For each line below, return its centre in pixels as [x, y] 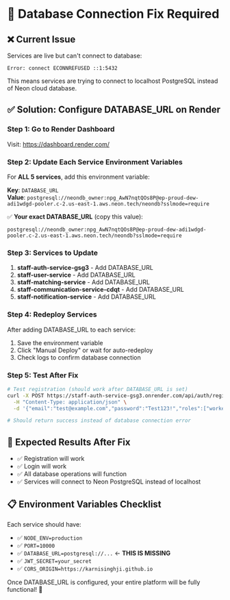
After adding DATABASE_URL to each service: [71, 329]
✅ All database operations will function [72, 474]
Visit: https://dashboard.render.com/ [58, 144]
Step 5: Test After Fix [43, 375]
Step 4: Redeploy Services [52, 314]
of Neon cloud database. [42, 88]
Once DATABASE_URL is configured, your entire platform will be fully [104, 582]
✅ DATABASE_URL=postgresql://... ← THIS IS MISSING [94, 553]
